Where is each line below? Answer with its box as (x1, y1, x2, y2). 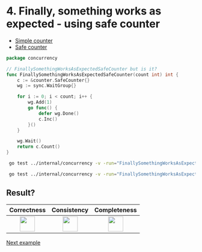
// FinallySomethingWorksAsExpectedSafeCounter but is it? (6, 66, 158, 72)
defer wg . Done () (38, 110, 79, 116)
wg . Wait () (17, 138, 42, 144)
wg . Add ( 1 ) (28, 99, 52, 106)
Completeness (94, 206, 137, 214)
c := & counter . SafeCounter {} (17, 77, 90, 83)
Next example (6, 239, 41, 246)
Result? (6, 188, 35, 198)
